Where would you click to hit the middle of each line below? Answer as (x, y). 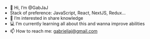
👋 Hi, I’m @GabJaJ (29, 8)
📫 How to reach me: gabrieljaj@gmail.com (54, 31)
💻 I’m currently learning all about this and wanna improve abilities (77, 24)
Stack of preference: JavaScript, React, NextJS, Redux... (68, 13)
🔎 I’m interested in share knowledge (46, 18)
